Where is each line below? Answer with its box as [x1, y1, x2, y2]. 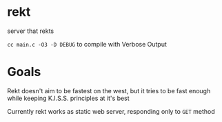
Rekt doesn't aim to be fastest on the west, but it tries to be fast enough [7, 86, 211, 95]
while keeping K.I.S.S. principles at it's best [7, 94, 130, 102]
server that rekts [7, 27, 54, 35]
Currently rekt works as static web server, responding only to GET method [7, 107, 215, 115]
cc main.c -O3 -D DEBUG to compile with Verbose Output [7, 40, 168, 48]
